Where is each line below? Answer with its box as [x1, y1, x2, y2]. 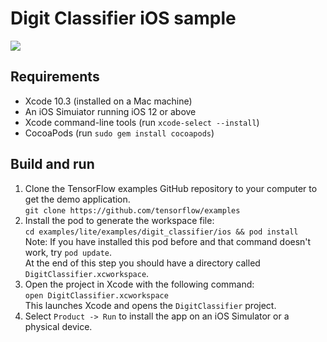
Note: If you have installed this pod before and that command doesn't [24, 235, 312, 247]
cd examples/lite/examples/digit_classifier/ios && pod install [24, 227, 299, 237]
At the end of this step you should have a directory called [24, 257, 261, 269]
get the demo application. [24, 193, 131, 205]
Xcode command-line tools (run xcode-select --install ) [24, 116, 260, 128]
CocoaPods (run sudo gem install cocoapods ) [24, 127, 215, 139]
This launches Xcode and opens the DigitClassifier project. [24, 299, 277, 311]
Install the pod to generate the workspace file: [24, 214, 215, 226]
